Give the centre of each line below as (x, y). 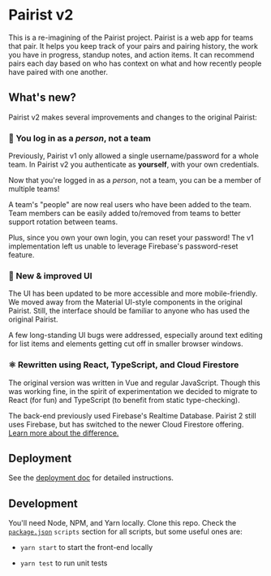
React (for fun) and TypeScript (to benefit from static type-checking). (125, 400)
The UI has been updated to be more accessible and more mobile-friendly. (133, 293)
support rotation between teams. (63, 222)
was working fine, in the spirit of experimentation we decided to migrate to (133, 391)
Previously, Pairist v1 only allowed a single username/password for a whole (134, 156)
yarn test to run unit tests (64, 563)
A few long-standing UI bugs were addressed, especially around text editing (135, 336)
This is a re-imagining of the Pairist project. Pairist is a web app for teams (131, 37)
